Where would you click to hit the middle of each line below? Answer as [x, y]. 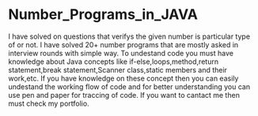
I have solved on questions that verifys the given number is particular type [129, 36]
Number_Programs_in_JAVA [103, 15]
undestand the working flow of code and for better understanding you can [129, 86]
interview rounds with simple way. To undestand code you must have [121, 53]
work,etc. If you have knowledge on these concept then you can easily [123, 78]
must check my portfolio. [49, 103]
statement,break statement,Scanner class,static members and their [118, 69]
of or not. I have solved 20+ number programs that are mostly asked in [123, 44]
